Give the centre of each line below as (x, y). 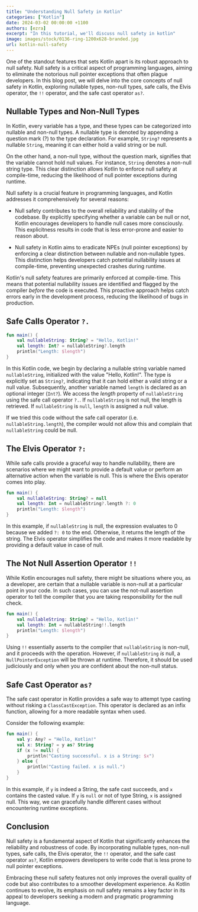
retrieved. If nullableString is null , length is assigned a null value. (87, 406)
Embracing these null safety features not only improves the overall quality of (99, 878)
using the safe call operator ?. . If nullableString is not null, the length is (94, 400)
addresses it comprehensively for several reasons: (67, 199)
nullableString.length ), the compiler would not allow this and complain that (99, 423)
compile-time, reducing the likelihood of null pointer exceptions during (92, 175)
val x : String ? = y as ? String (55, 745)
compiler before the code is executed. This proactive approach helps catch (98, 290)
